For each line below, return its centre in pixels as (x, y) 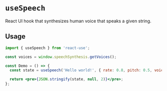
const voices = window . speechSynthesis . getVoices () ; (61, 57)
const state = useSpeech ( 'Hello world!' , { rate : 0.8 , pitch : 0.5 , (81, 70)
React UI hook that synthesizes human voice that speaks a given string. (78, 21)
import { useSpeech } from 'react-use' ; (48, 48)
